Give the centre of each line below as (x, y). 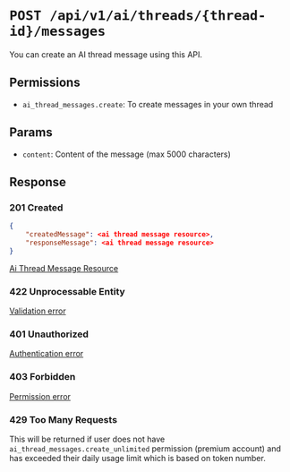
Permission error (40, 396)
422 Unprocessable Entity (67, 291)
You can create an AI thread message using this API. (106, 54)
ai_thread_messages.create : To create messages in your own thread (148, 104)
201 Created (36, 207)
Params (31, 133)
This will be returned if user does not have (87, 439)
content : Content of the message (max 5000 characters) (126, 154)
